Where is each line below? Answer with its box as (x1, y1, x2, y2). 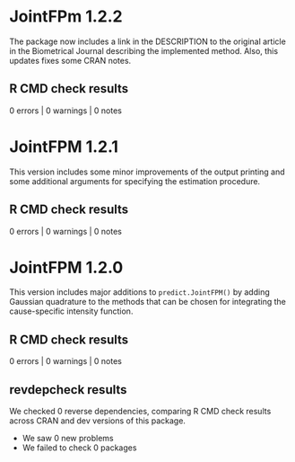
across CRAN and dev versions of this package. (9, 415, 187, 426)
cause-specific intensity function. (9, 306, 134, 316)
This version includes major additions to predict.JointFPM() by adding (9, 287, 271, 298)
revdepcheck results (9, 382, 127, 397)
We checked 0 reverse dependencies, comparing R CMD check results (9, 406, 272, 417)
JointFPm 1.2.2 (9, 6, 123, 27)
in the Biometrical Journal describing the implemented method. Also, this (9, 45, 279, 56)
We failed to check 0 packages (22, 442, 137, 453)
